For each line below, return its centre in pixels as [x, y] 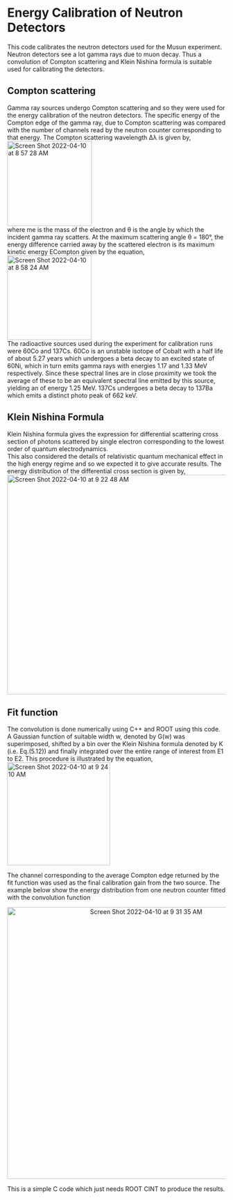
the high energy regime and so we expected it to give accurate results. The [114, 464]
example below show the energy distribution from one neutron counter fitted [116, 890]
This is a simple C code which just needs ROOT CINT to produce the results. [116, 1189]
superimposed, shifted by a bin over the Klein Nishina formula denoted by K [115, 744]
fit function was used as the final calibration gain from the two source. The [114, 883]
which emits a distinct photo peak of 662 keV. [72, 395]
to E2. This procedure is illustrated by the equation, [80, 759]
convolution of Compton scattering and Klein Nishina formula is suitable [110, 61]
